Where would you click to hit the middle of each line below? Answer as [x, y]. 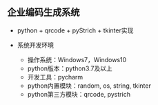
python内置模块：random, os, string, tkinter [89, 86]
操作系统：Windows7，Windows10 [77, 59]
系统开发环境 [35, 45]
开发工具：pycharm [55, 77]
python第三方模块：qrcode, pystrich [79, 94]
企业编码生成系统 [43, 12]
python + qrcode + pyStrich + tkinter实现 [75, 30]
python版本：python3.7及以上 [70, 68]
